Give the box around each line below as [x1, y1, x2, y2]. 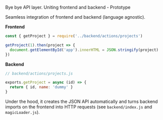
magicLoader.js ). [5, 109, 40, 115]
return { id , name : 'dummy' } [10, 85, 73, 90]
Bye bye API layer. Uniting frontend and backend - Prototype [5, 5, 131, 10]
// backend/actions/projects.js [5, 71, 73, 76]
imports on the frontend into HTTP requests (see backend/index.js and [5, 104, 152, 110]
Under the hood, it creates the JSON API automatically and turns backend [5, 98, 158, 104]
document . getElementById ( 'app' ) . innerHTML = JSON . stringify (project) [10, 47, 158, 52]
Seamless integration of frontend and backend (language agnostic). [5, 14, 146, 20]
